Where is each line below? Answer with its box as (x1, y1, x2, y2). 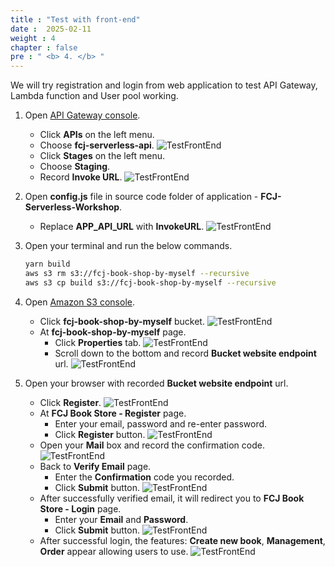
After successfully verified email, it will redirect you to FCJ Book (39, 492, 305, 504)
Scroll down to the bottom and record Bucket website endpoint (54, 347, 317, 359)
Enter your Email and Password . (54, 513, 189, 525)
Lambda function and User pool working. (10, 90, 179, 102)
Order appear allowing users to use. (39, 545, 189, 557)
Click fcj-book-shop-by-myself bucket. (39, 315, 205, 327)
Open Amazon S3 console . (24, 296, 135, 308)
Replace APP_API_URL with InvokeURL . (39, 221, 205, 233)
